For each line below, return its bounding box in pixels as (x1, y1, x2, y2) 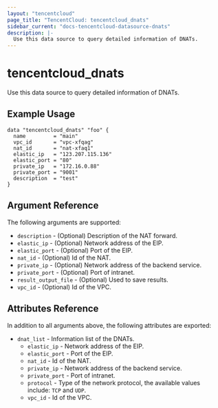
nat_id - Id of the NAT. (27, 356, 91, 365)
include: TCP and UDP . (27, 386, 87, 394)
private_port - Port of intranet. (27, 371, 116, 380)
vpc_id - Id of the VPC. (27, 393, 92, 401)
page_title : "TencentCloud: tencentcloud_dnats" (7, 17, 149, 23)
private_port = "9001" (13, 168, 78, 176)
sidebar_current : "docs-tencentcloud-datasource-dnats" (7, 23, 171, 30)
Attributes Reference (7, 303, 99, 315)
